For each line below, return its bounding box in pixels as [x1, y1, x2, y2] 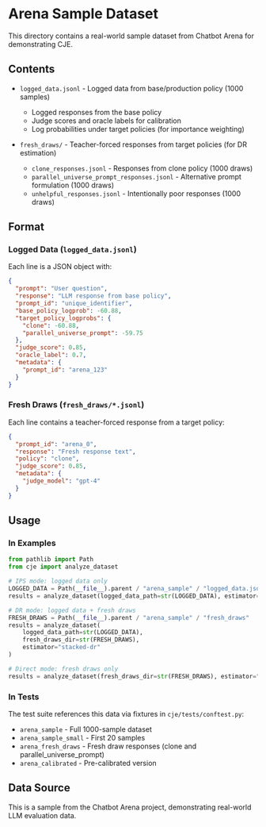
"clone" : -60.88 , [22, 321, 80, 329]
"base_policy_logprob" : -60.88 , [15, 306, 123, 314]
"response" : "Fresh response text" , [15, 448, 136, 456]
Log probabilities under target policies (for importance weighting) [31, 124, 245, 133]
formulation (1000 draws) [31, 180, 115, 190]
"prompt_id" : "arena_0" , [15, 440, 97, 448]
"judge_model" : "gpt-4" [22, 477, 101, 485]
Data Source [8, 781, 70, 794]
